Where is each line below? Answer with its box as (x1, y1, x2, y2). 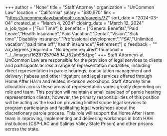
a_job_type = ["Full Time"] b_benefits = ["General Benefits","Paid (5, 25, 139, 31)
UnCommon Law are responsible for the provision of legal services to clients (5, 57, 163, 63)
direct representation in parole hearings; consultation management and (5, 68, 152, 74)
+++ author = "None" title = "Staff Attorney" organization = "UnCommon (5, 4, 155, 10)
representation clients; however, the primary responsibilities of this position (5, 94, 160, 100)
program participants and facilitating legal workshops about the (5, 105, 136, 111)
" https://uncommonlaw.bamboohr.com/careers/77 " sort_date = (5, 15, 135, 20)
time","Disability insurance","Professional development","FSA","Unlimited (5, 36, 154, 42)
